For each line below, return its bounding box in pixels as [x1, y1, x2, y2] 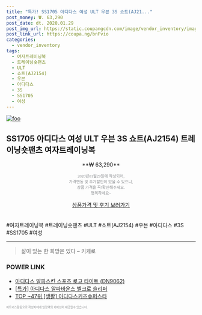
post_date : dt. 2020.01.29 [6, 20, 74, 26]
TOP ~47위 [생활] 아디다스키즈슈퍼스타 [14, 292, 107, 299]
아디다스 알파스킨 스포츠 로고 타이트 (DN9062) [14, 277, 125, 284]
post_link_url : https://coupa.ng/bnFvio [6, 31, 109, 37]
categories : [6, 37, 36, 43]
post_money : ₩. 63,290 [6, 14, 63, 20]
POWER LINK [6, 263, 45, 271]
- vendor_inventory [11, 43, 61, 49]
